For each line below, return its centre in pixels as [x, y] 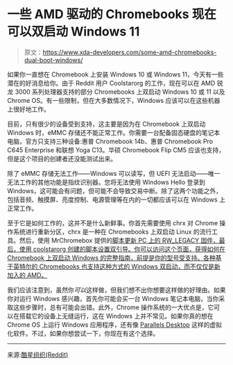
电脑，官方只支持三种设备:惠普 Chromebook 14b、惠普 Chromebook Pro [110, 141]
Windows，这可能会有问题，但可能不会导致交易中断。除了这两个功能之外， [115, 190]
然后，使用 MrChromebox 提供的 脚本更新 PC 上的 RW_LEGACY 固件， [119, 240]
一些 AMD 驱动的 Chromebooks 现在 [112, 14]
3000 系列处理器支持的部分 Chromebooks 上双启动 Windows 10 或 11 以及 [120, 92]
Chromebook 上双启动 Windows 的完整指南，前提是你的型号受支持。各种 [112, 257]
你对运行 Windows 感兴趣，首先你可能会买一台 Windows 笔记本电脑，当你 [113, 298]
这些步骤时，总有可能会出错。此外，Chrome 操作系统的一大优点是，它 [113, 307]
